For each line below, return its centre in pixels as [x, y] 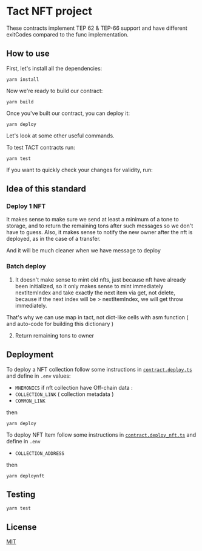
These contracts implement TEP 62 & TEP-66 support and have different [97, 28]
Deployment [30, 355]
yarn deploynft [25, 476]
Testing [21, 494]
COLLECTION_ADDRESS [40, 453]
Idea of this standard [46, 189]
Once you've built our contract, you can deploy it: [68, 113]
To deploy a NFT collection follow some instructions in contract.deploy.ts [99, 369]
